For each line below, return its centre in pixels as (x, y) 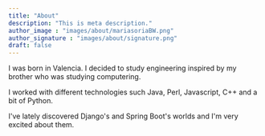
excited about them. (41, 125)
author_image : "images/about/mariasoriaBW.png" (91, 30)
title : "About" (34, 16)
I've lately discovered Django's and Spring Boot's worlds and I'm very (123, 116)
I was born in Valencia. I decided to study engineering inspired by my (122, 68)
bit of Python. (31, 101)
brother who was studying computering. (75, 77)
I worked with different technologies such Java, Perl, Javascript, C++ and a (133, 92)
